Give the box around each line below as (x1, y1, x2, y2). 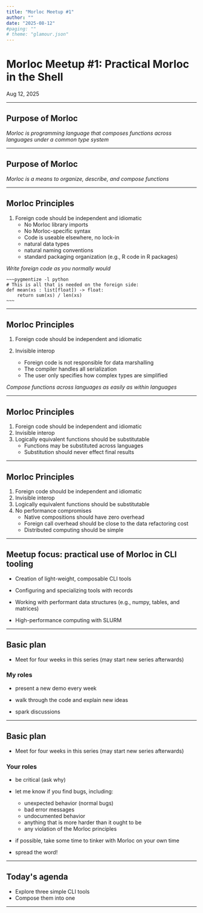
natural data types (24, 240, 69, 247)
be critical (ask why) (14, 776, 66, 783)
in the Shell (6, 70, 63, 84)
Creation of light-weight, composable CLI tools (14, 575, 132, 582)
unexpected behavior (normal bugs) (24, 799, 114, 807)
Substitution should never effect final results (24, 449, 135, 456)
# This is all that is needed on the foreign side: (6, 282, 139, 288)
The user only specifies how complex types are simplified (24, 372, 168, 379)
